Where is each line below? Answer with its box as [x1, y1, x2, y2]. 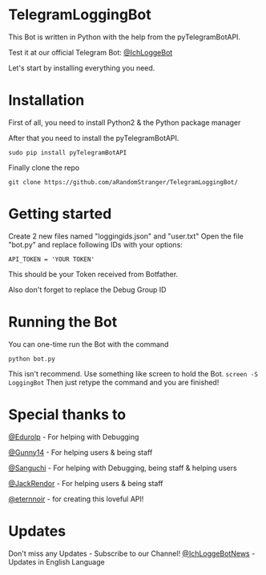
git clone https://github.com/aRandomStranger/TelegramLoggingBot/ [8, 178, 239, 186]
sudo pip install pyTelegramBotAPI [8, 148, 127, 157]
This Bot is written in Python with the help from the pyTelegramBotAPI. [8, 32, 241, 42]
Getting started [8, 205, 112, 223]
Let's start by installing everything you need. [8, 62, 155, 73]
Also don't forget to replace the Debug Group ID [8, 284, 167, 294]
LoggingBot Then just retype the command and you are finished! [8, 377, 220, 387]
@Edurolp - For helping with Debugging [8, 432, 139, 441]
